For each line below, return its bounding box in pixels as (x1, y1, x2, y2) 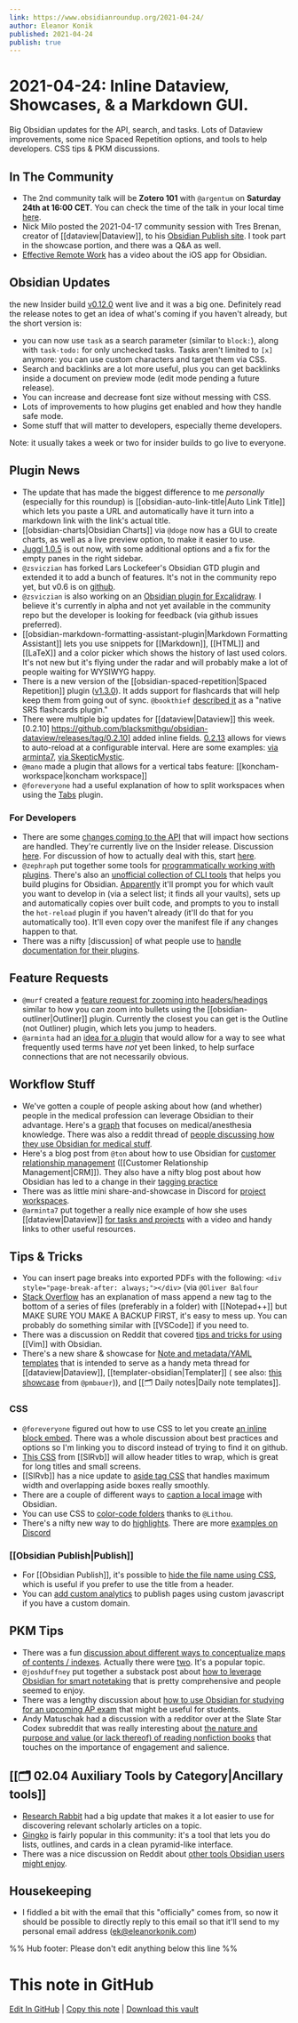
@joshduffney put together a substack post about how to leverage (21, 1665, 262, 1677)
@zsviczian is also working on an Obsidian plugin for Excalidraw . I (21, 591, 262, 601)
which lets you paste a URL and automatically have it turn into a (21, 505, 255, 516)
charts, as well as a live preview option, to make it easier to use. (21, 534, 255, 544)
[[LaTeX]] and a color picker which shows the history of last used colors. (21, 647, 287, 658)
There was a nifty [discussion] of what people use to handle (21, 935, 242, 946)
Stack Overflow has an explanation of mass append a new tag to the (21, 1292, 272, 1302)
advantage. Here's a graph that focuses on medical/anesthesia (21, 1119, 253, 1130)
